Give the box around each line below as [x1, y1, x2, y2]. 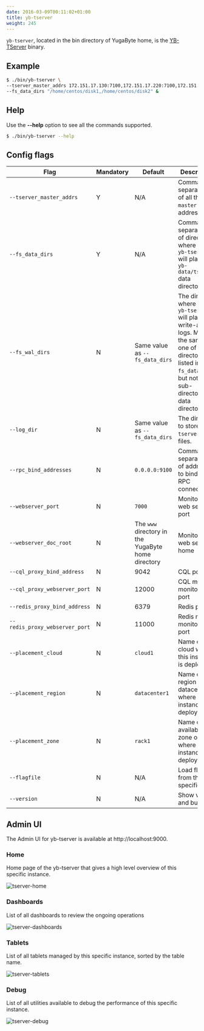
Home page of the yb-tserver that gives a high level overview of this [6, 864, 177, 872]
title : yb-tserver [6, 15, 53, 21]
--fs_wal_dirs [9, 349, 50, 356]
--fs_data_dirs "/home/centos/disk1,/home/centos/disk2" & [6, 88, 159, 94]
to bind [178, 470, 199, 478]
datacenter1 [134, 690, 169, 697]
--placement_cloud [9, 649, 63, 657]
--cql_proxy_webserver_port [9, 586, 90, 593]
